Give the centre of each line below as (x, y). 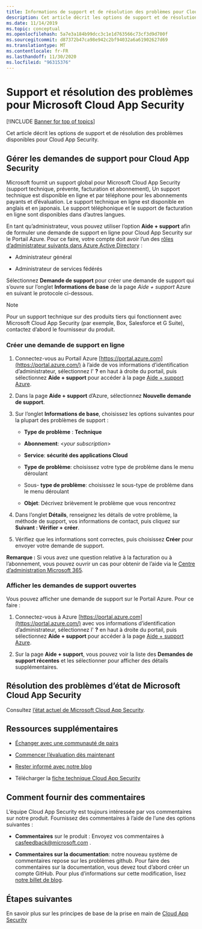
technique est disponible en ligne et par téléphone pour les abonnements (97, 195)
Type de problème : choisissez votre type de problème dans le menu (109, 467)
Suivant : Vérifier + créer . (47, 527)
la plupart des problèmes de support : (62, 420)
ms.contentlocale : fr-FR (37, 51)
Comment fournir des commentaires (76, 797)
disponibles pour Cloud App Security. (53, 140)
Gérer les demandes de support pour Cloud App (98, 158)
